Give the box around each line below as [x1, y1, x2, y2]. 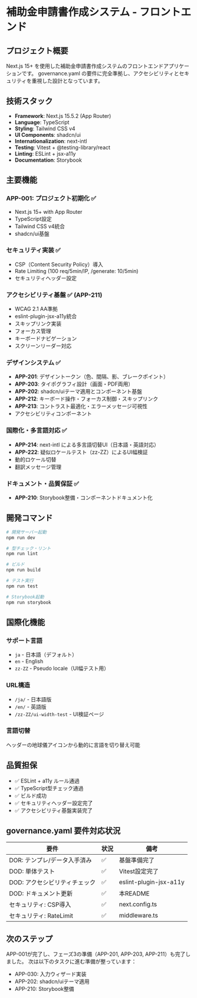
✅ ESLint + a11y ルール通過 [14, 777, 80, 784]
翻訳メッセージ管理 [14, 463, 62, 470]
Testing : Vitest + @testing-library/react [14, 143, 111, 151]
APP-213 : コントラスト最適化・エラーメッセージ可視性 [14, 403, 148, 410]
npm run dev [6, 534, 35, 541]
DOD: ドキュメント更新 [9, 890, 73, 898]
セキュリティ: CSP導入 [9, 901, 71, 909]
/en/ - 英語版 [14, 703, 47, 710]
